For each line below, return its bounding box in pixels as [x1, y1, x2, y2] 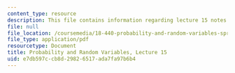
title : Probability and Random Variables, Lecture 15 [7, 49, 168, 56]
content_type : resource [7, 10, 77, 17]
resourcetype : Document [7, 42, 77, 49]
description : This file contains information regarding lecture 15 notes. [7, 17, 230, 24]
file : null [7, 23, 39, 30]
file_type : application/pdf [7, 36, 90, 43]
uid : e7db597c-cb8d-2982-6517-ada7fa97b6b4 [7, 56, 136, 63]
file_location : [7, 29, 52, 37]
